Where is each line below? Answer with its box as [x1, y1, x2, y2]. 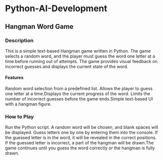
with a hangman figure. [5, 101, 52, 107]
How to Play [5, 113, 34, 120]
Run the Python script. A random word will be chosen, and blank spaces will [5, 124, 158, 130]
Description [5, 37, 34, 44]
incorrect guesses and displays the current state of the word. [5, 63, 129, 69]
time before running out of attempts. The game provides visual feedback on [5, 58, 158, 64]
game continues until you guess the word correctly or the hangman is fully [5, 145, 155, 151]
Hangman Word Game [5, 22, 74, 31]
